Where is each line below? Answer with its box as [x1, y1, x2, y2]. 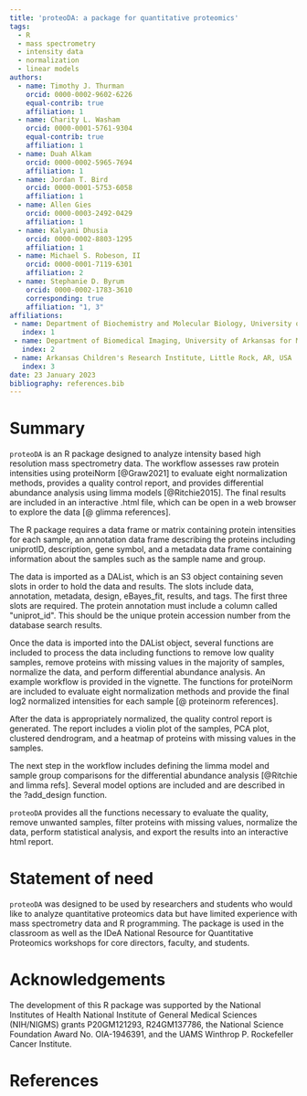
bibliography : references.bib [9, 378, 125, 388]
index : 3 [21, 362, 55, 371]
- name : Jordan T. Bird [17, 175, 108, 184]
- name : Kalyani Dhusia [17, 226, 108, 235]
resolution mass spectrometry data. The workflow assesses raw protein [9, 458, 280, 469]
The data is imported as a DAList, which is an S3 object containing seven [9, 571, 283, 582]
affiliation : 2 [26, 269, 84, 278]
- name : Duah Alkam [17, 149, 92, 158]
